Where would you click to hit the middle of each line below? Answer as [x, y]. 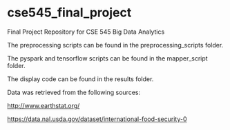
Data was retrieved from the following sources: [74, 92]
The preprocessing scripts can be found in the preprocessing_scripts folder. [115, 45]
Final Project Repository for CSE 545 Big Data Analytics [86, 32]
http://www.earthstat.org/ [44, 105]
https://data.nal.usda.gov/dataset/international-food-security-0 [97, 119]
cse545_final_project [69, 13]
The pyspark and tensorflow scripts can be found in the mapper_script [108, 58]
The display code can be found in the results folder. [80, 79]
